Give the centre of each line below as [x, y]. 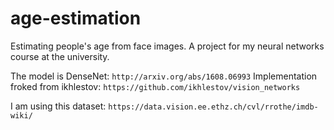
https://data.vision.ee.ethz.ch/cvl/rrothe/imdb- [213, 107]
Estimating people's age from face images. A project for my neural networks [167, 46]
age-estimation [76, 18]
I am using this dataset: [58, 106]
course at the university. [60, 56]
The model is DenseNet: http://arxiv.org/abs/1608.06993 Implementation [164, 76]
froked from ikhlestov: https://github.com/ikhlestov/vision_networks [155, 86]
